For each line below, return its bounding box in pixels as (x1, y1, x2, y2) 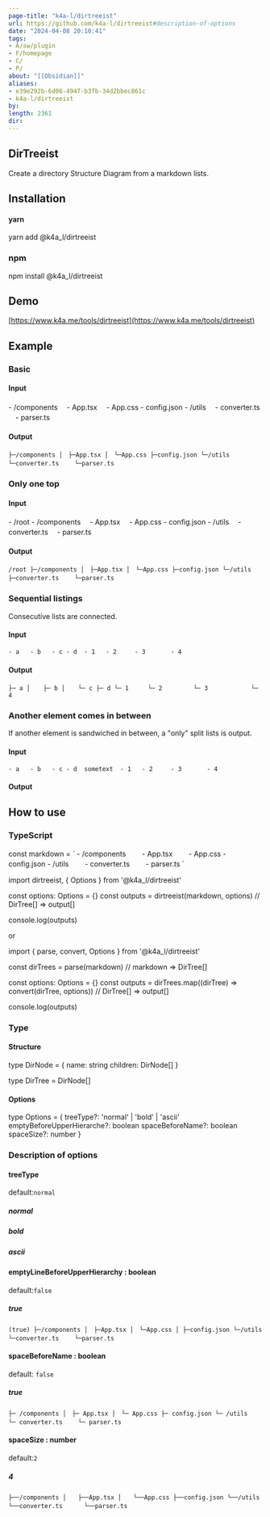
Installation (8, 192, 66, 206)
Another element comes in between (8, 710, 152, 722)
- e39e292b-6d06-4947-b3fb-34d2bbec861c (8, 86, 147, 95)
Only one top (8, 478, 60, 490)
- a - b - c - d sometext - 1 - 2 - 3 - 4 (8, 765, 218, 773)
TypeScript (8, 829, 53, 841)
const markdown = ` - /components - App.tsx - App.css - (8, 849, 227, 858)
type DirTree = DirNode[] (8, 1076, 91, 1085)
